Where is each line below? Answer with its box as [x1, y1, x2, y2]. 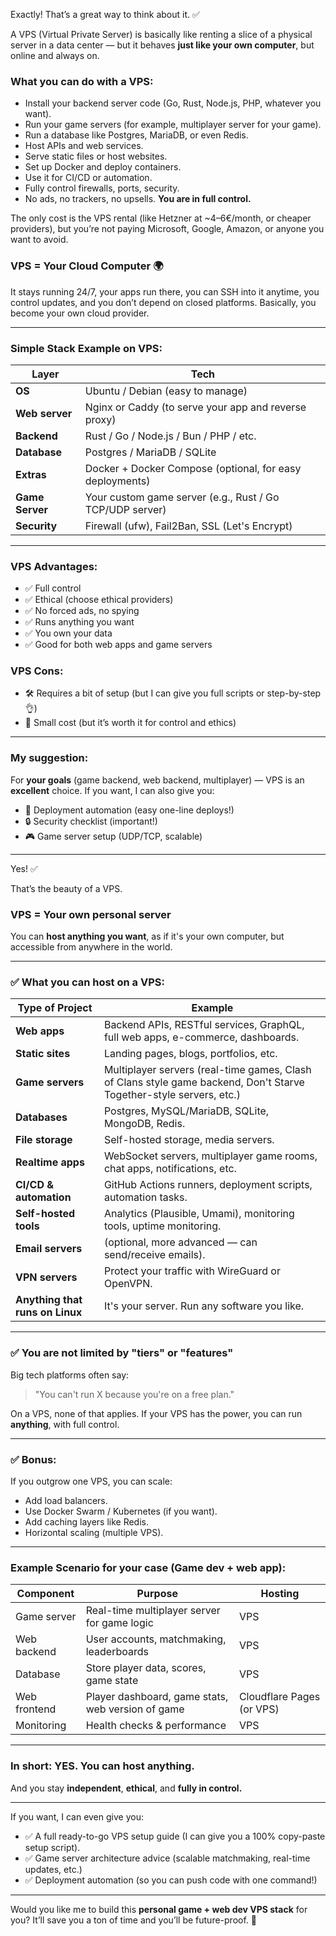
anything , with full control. [10, 1418, 120, 1430]
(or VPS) [238, 1702, 280, 1716]
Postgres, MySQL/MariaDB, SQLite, [103, 1104, 270, 1118]
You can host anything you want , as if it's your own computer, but [10, 930, 285, 943]
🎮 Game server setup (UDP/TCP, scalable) [24, 830, 203, 842]
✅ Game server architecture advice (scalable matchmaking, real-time [24, 1852, 311, 1864]
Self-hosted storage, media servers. [103, 1133, 275, 1147]
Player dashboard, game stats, [85, 1690, 229, 1704]
